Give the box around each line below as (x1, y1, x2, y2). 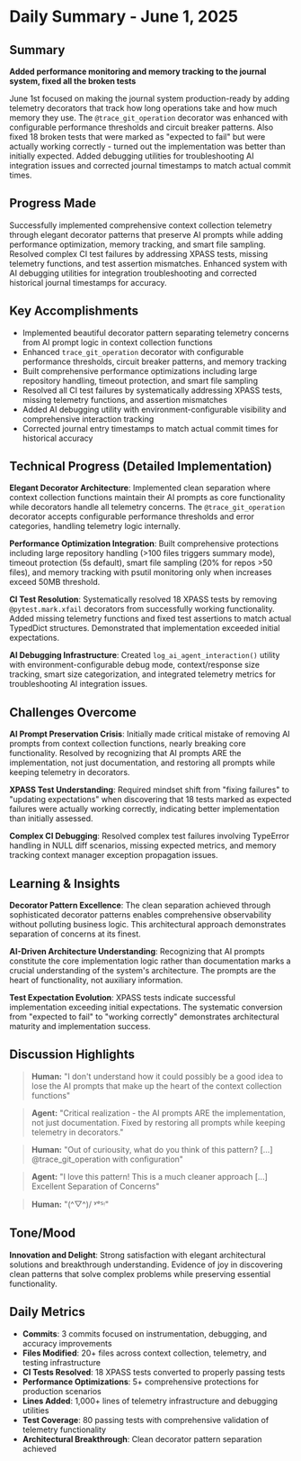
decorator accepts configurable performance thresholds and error (9, 511, 254, 522)
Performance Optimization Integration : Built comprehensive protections (9, 538, 279, 549)
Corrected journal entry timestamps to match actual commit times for (22, 423, 279, 434)
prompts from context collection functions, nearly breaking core (9, 738, 246, 749)
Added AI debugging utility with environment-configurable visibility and (22, 404, 287, 415)
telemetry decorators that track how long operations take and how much (9, 103, 278, 114)
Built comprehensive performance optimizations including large (22, 365, 258, 376)
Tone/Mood (9, 1226, 76, 1241)
